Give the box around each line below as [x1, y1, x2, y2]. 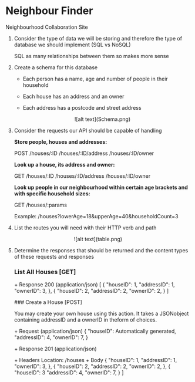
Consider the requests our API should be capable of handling [14, 127, 162, 134]
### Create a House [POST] [14, 299, 83, 306]
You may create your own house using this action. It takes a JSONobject [14, 310, 189, 317]
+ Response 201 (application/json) [14, 345, 97, 353]
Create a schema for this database [14, 63, 98, 71]
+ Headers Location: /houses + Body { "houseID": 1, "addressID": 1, [14, 357, 177, 364]
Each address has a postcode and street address [22, 104, 142, 111]
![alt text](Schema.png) [74, 116, 131, 123]
